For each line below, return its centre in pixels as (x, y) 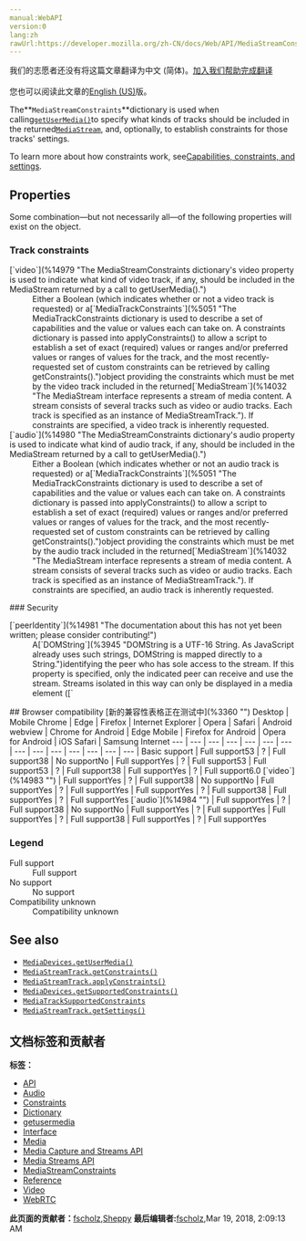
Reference (42, 1180)
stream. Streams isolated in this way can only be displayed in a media (163, 683)
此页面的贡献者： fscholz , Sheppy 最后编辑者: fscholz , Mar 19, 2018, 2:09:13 (148, 1218)
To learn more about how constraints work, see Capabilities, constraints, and (153, 157)
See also (34, 940)
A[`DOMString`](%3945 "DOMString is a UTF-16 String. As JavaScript (163, 645)
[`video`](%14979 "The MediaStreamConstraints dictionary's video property (152, 270)
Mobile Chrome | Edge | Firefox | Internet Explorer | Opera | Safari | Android (151, 723)
